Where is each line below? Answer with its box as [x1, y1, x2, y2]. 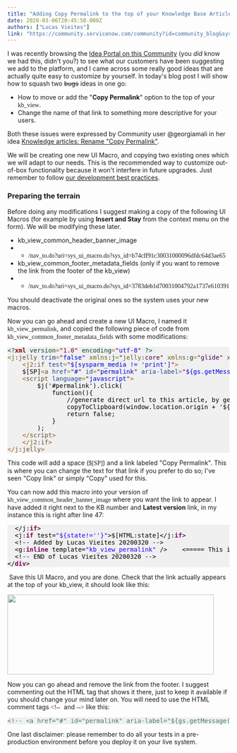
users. [17, 116, 37, 124]
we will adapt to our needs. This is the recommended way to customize [7, 158, 214, 167]
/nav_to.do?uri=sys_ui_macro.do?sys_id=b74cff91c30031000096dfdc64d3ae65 [28, 251, 226, 259]
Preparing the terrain [7, 191, 80, 201]
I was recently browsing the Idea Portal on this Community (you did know [7, 49, 220, 58]
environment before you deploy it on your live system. [40, 737, 197, 746]
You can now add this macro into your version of [7, 487, 148, 496]
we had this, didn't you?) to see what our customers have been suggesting [7, 57, 224, 66]
